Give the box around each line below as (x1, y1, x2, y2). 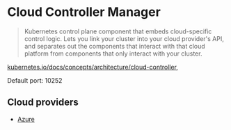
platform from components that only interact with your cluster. (24, 49, 202, 58)
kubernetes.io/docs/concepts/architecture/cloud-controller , (7, 63, 179, 71)
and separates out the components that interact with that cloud (24, 42, 205, 50)
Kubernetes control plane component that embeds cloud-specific (24, 27, 212, 35)
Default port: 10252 (7, 76, 63, 84)
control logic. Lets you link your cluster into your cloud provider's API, (24, 34, 225, 42)
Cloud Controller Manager (7, 4, 161, 20)
